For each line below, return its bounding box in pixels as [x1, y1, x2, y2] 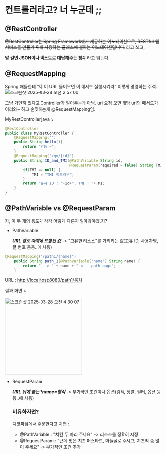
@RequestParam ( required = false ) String [69, 163, 154, 168]
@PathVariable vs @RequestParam [5, 204, 116, 213]
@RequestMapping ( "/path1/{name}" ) [5, 254, 77, 259]
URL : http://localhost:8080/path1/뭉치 [5, 277, 83, 283]
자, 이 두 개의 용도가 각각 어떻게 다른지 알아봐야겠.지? [5, 218, 108, 224]
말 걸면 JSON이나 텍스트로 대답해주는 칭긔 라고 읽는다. [5, 55, 110, 61]
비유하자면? [12, 409, 39, 415]
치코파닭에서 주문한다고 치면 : [12, 421, 70, 427]
